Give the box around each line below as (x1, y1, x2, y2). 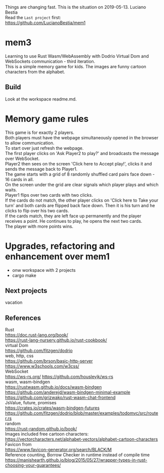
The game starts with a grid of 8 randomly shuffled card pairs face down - (5, 171, 155, 177)
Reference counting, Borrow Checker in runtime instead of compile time (5, 452, 150, 458)
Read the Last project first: (5, 15, 61, 20)
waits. (5, 186, 17, 193)
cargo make (12, 272, 37, 278)
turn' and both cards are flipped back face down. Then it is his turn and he (5, 202, 155, 208)
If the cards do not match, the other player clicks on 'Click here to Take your (5, 197, 159, 203)
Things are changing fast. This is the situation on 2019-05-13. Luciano (5, 4, 146, 10)
